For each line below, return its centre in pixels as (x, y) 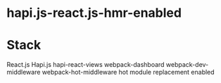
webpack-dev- (187, 65)
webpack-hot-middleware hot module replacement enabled (128, 72)
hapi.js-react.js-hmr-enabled (94, 13)
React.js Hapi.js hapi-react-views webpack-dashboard (86, 65)
